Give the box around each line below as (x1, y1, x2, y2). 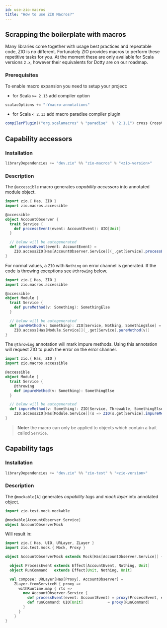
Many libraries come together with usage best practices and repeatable (5, 43, 152, 50)
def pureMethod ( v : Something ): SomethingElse (14, 305, 110, 310)
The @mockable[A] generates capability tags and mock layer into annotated (5, 493, 159, 499)
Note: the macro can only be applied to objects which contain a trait (17, 424, 157, 430)
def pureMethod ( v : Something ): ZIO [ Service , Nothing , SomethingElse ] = (9, 323, 162, 328)
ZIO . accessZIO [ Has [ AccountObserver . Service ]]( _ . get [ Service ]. (14, 249, 146, 254)
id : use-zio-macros (5, 7, 46, 12)
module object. (5, 189, 36, 195)
